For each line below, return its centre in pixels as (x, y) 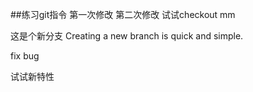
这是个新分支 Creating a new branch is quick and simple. (127, 36)
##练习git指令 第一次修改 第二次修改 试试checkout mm (123, 14)
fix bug (25, 56)
